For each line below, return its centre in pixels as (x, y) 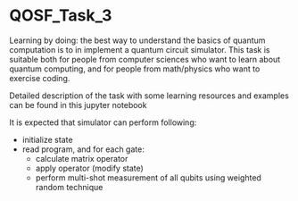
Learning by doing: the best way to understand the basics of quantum (137, 40)
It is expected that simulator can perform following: (103, 122)
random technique (69, 187)
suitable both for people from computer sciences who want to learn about (145, 59)
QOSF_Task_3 (61, 16)
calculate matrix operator (82, 158)
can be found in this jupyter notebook (78, 105)
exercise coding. (40, 78)
